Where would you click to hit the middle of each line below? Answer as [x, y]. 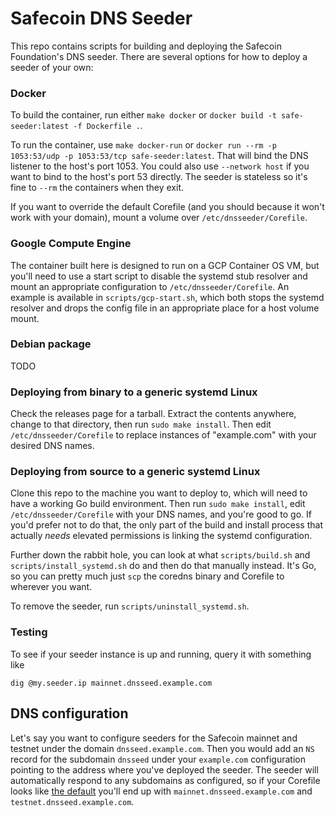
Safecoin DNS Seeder [101, 18]
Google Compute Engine [71, 244]
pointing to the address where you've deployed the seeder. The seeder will [164, 769]
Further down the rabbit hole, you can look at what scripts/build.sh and [160, 555]
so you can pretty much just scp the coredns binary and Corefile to [147, 576]
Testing [29, 632]
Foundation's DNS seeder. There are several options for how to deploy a [159, 56]
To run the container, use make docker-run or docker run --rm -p [143, 145]
